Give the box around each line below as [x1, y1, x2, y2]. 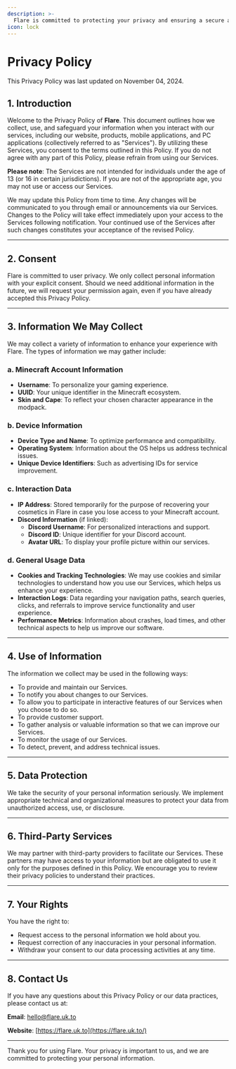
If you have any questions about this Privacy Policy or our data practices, [7, 992, 219, 1000]
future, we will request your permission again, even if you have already [7, 286, 212, 294]
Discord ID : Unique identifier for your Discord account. [27, 530, 187, 539]
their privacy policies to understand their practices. [7, 871, 155, 880]
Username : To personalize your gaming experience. [17, 381, 169, 389]
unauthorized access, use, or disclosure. [7, 804, 125, 812]
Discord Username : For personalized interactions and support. [27, 523, 211, 531]
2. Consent [7, 253, 57, 265]
